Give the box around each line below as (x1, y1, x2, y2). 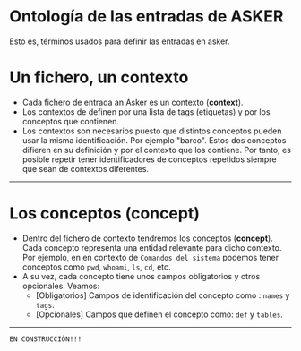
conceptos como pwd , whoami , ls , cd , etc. (21, 261, 172, 272)
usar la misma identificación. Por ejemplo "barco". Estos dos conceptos (21, 134, 287, 145)
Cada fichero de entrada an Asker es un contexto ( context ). (21, 97, 244, 107)
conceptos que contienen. (21, 116, 119, 126)
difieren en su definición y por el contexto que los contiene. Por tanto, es (21, 144, 291, 155)
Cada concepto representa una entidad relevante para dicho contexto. (21, 242, 282, 253)
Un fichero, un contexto (9, 67, 189, 88)
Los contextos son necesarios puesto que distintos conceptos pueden (21, 125, 282, 136)
